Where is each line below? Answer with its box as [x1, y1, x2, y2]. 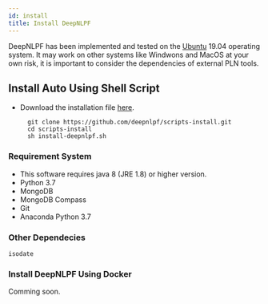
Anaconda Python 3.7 [19, 212, 92, 221]
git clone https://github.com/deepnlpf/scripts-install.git [27, 118, 232, 127]
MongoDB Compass [19, 194, 86, 205]
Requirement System [8, 151, 92, 162]
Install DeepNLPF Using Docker [8, 268, 132, 279]
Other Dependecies [8, 232, 86, 243]
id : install [8, 11, 48, 20]
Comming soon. [8, 286, 61, 297]
